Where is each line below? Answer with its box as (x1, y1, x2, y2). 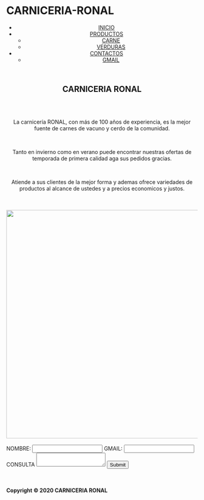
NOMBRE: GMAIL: (6, 445, 123, 452)
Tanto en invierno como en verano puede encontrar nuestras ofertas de (12, 149, 192, 156)
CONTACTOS (90, 49, 123, 57)
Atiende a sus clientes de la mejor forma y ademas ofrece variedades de (11, 178, 193, 186)
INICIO (98, 24, 115, 31)
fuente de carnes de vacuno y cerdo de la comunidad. (34, 125, 170, 132)
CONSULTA (6, 461, 35, 468)
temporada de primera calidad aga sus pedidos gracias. (32, 155, 172, 162)
